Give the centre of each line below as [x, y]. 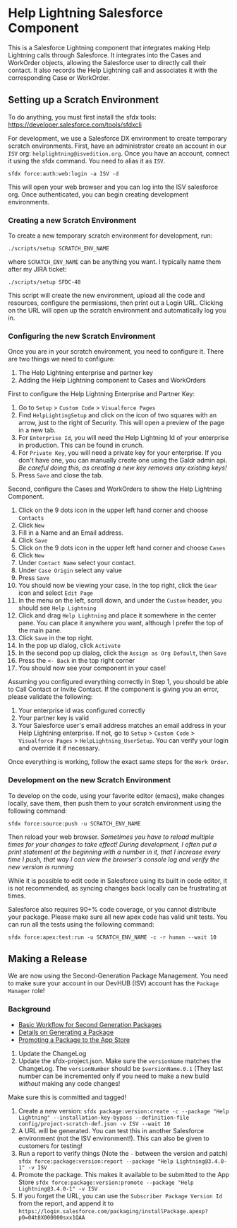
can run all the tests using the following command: [81, 924]
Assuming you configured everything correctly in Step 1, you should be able [118, 682]
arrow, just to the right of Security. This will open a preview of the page [121, 423]
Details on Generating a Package [66, 1032]
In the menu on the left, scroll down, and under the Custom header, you [120, 601]
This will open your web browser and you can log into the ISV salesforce [113, 187]
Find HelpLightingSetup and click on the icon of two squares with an [117, 415]
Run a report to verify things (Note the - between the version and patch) [123, 1153]
